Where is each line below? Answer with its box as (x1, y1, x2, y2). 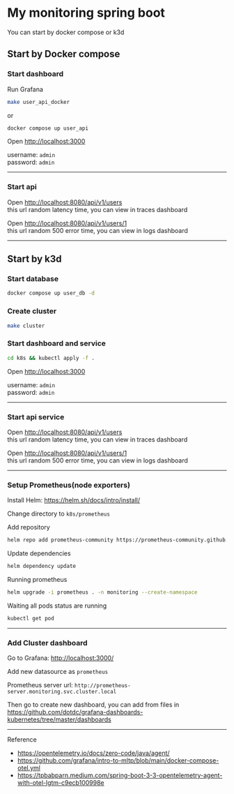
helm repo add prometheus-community (7, 537, 114, 544)
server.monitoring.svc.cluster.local (7, 688, 117, 695)
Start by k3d (7, 253, 62, 265)
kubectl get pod (7, 615, 54, 622)
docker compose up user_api (7, 124, 89, 132)
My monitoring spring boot (7, 5, 166, 21)
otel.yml (17, 763, 40, 772)
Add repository (7, 523, 50, 532)
